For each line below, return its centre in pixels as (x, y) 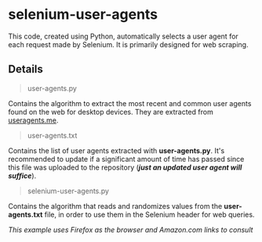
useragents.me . (33, 120)
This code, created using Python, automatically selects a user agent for (124, 36)
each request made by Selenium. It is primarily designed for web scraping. (128, 44)
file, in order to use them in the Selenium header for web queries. (149, 214)
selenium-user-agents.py (68, 191)
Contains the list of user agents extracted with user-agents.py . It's (116, 150)
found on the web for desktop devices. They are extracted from (111, 112)
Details (25, 70)
